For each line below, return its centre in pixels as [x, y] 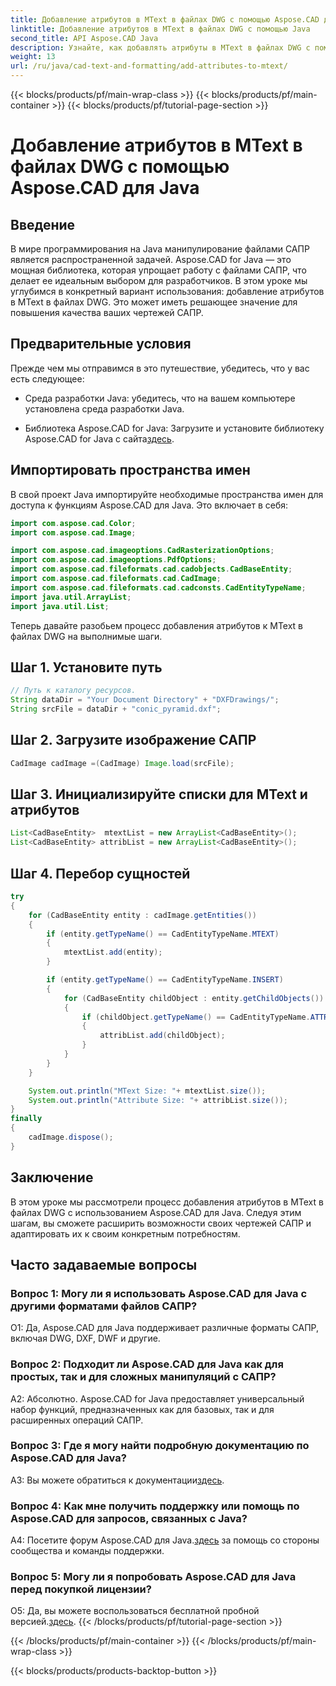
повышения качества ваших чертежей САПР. [107, 312]
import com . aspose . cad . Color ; [73, 523]
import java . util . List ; [60, 606]
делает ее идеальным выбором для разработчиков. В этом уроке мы [159, 280]
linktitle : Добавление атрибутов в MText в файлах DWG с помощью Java [160, 29]
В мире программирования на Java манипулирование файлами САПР [160, 249]
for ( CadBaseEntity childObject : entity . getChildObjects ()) [194, 998]
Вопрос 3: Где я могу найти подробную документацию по [160, 1446]
